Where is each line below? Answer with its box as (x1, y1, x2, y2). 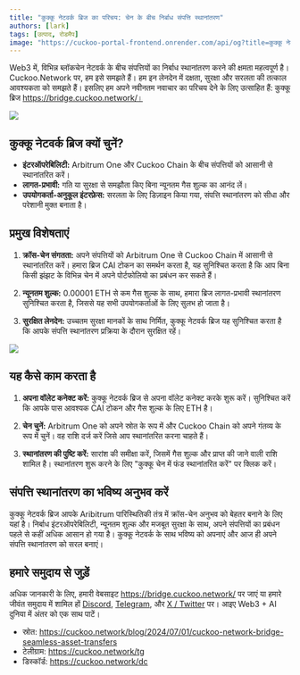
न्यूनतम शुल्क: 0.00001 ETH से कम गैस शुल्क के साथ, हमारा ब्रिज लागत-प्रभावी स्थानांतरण (21, 287, 281, 298)
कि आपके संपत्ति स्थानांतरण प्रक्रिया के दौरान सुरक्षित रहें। (21, 325, 181, 336)
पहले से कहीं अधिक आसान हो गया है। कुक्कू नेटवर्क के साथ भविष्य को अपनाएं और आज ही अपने (9, 529, 277, 539)
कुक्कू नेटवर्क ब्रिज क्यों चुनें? (9, 136, 124, 151)
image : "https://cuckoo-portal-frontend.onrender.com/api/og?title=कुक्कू (9, 37, 283, 47)
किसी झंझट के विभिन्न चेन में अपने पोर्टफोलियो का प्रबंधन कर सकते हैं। (21, 270, 217, 280)
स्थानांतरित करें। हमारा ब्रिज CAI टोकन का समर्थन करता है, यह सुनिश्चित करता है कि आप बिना (21, 260, 290, 271)
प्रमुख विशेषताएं (9, 226, 70, 241)
